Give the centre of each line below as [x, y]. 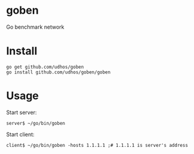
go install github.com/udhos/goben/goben [58, 72]
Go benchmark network [35, 27]
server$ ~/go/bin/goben [36, 123]
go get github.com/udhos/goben [45, 67]
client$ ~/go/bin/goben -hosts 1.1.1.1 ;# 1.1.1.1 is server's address [97, 145]
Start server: [21, 112]
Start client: [20, 134]
